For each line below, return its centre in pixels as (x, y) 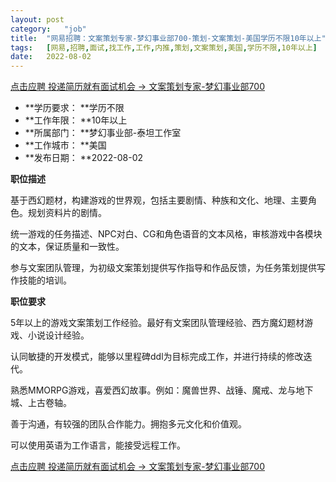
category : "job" (48, 29)
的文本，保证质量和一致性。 (67, 247)
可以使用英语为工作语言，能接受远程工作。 (98, 445)
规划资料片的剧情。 (67, 213)
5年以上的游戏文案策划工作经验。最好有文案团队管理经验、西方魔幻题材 (157, 323)
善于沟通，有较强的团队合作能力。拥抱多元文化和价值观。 (128, 424)
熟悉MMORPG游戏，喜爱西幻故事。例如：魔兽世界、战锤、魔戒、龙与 (153, 390)
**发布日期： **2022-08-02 (84, 158)
